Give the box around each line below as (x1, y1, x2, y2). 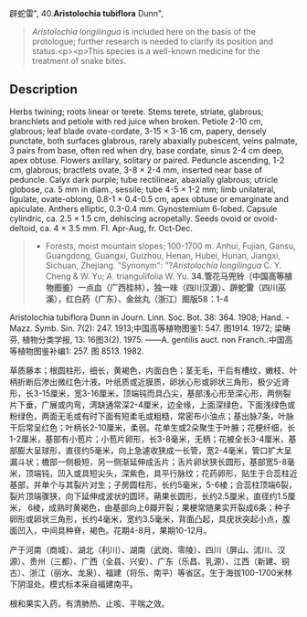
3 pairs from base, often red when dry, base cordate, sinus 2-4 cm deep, (9, 144, 284, 155)
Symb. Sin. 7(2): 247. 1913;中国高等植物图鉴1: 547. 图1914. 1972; (34, 323, 272, 334)
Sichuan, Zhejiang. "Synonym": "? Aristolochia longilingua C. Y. (45, 260, 282, 271)
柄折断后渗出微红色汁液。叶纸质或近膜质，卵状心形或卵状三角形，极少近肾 (9, 376, 290, 387)
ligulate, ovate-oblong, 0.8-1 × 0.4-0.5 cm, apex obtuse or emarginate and (9, 193, 290, 204)
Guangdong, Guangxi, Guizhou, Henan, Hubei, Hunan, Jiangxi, (45, 250, 281, 261)
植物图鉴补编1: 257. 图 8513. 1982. (16, 346, 144, 356)
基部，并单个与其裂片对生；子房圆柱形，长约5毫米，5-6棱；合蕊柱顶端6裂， (9, 479, 297, 490)
